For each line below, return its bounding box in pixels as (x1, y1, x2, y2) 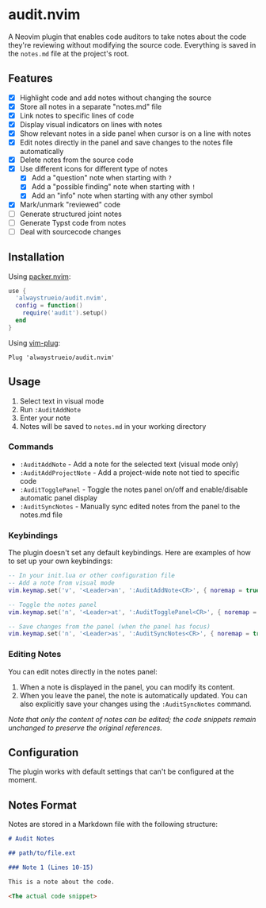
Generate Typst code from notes (19, 218, 127, 227)
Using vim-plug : (8, 338, 61, 347)
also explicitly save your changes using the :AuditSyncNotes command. (19, 699, 252, 709)
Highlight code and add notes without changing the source (19, 93, 212, 102)
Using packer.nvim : (8, 272, 71, 281)
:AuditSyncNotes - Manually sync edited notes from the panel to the (19, 501, 241, 511)
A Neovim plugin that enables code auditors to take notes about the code (8, 32, 247, 41)
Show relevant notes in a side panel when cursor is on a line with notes (19, 129, 252, 138)
